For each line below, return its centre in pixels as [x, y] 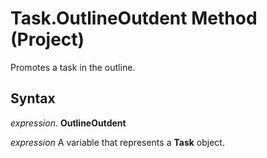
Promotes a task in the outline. [73, 67]
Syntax [33, 98]
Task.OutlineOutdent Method [134, 18]
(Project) [47, 39]
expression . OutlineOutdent [68, 123]
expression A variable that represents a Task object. [117, 142]
